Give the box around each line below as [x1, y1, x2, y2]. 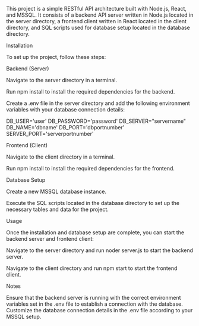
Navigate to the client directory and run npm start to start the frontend [6, 265, 178, 272]
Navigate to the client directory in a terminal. [6, 153, 115, 160]
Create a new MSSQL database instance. [6, 188, 107, 195]
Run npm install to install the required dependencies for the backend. [6, 88, 175, 95]
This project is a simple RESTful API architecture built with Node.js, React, [6, 5, 187, 12]
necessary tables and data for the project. [6, 206, 109, 213]
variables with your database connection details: [6, 106, 125, 113]
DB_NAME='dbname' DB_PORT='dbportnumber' [6, 124, 125, 131]
